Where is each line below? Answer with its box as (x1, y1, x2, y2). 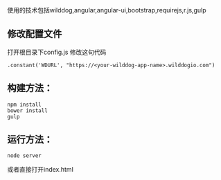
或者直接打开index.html (7, 165, 74, 174)
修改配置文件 (7, 28, 62, 40)
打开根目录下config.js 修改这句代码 (7, 48, 107, 56)
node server (7, 152, 42, 159)
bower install (7, 107, 48, 114)
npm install (7, 101, 42, 108)
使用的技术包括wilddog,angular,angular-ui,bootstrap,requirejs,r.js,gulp (7, 6, 206, 14)
